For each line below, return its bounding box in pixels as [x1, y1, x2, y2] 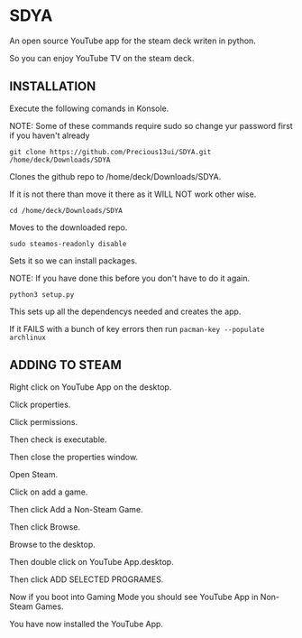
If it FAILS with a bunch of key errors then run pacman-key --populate [9, 323, 265, 334]
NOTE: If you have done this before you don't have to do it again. [9, 273, 251, 283]
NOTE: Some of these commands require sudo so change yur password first [9, 120, 293, 131]
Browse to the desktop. [9, 539, 96, 550]
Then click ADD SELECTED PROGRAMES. [9, 574, 164, 585]
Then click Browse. [9, 521, 81, 532]
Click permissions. [9, 416, 78, 427]
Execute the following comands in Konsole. [9, 103, 169, 114]
